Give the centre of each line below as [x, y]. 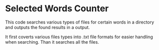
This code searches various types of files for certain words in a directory [80, 22]
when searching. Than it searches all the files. [52, 42]
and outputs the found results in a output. [48, 27]
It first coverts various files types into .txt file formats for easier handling [79, 37]
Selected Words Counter [57, 9]
